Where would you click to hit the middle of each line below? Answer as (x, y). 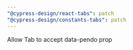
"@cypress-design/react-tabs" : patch (61, 13)
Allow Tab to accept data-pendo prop (60, 39)
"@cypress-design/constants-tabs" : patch (67, 20)
